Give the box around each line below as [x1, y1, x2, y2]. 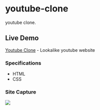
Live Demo [5, 34, 39, 42]
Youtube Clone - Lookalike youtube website [5, 47, 95, 53]
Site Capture [5, 88, 36, 95]
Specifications [5, 59, 41, 66]
